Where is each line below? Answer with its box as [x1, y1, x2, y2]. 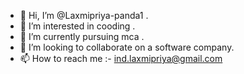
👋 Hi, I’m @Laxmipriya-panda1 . [19, 10, 149, 21]
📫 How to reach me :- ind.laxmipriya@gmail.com [19, 53, 223, 64]
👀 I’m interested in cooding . [19, 20, 136, 32]
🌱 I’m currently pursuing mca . [19, 31, 145, 42]
